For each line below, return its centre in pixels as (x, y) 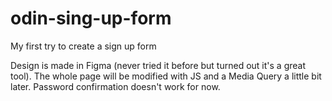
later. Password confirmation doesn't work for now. (115, 86)
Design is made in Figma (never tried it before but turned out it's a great (158, 65)
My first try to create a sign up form (83, 46)
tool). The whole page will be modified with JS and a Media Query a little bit (166, 76)
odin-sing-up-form (91, 18)
